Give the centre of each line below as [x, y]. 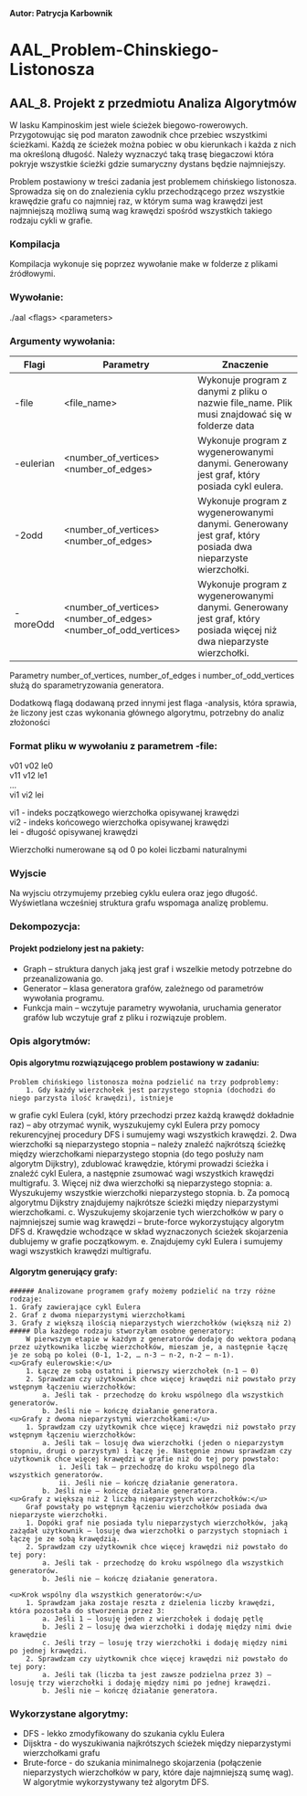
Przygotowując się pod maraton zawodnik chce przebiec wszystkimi [138, 135]
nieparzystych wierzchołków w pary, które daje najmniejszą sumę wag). [158, 1772]
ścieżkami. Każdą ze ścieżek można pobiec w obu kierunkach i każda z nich [153, 144]
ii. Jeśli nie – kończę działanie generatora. [148, 1483]
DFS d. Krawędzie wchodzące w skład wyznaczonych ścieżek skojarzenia [149, 1231]
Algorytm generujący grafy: [64, 1272]
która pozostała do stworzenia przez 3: [88, 1611]
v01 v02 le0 [31, 766]
